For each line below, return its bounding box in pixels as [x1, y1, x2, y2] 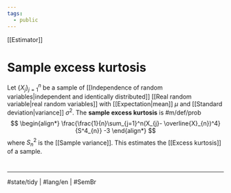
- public [13, 17, 38, 23]
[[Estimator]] [7, 35, 43, 43]
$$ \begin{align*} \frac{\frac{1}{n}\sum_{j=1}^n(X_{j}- [10, 119, 163, 128]
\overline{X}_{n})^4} [164, 119, 221, 128]
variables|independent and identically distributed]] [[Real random [7, 92, 192, 101]
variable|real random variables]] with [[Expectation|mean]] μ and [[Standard [7, 99, 223, 108]
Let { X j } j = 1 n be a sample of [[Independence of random [7, 82, 163, 93]
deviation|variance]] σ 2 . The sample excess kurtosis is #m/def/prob [7, 107, 201, 116]
